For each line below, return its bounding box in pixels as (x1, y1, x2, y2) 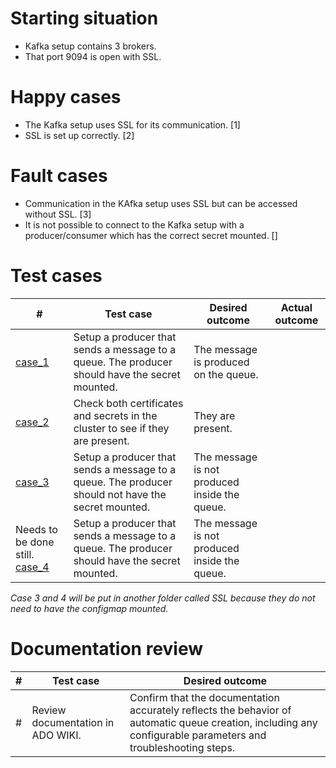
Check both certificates (73, 396, 184, 410)
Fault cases (10, 165, 108, 187)
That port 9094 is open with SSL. (24, 50, 162, 62)
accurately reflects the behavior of (129, 703, 292, 717)
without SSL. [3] (24, 208, 92, 220)
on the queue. (193, 367, 259, 381)
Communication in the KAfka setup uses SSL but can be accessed (24, 197, 298, 209)
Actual (280, 300, 313, 314)
